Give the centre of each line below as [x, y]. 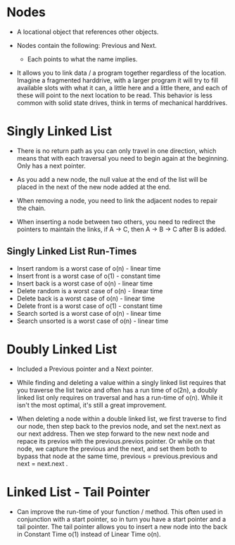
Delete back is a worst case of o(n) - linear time [86, 298]
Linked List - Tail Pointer [78, 492]
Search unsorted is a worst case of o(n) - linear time [93, 321]
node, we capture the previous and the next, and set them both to [112, 448]
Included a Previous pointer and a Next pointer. [85, 369]
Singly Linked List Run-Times [72, 251]
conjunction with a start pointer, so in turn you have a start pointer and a [121, 519]
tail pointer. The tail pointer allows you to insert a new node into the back [122, 527]
